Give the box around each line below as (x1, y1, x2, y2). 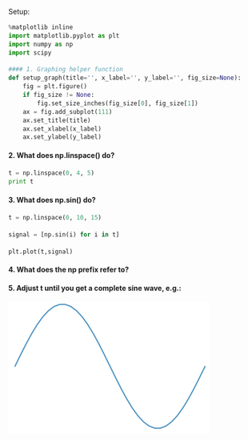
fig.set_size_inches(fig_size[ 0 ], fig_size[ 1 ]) (37, 99, 198, 107)
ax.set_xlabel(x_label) (22, 124, 102, 133)
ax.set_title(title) (22, 116, 91, 124)
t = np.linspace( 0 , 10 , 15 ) (8, 214, 102, 222)
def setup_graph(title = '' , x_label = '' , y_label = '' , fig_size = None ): (8, 74, 242, 83)
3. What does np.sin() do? (8, 195, 96, 204)
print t (8, 178, 34, 186)
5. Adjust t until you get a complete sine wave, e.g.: (8, 283, 182, 293)
